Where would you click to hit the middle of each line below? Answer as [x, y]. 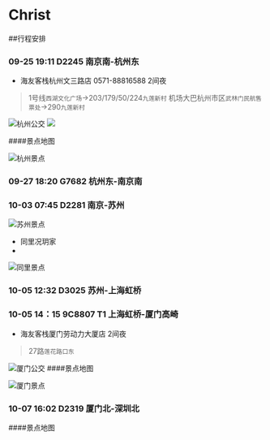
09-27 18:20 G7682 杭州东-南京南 [75, 182]
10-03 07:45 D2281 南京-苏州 [66, 205]
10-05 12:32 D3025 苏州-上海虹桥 [75, 291]
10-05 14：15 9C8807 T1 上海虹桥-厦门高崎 [93, 314]
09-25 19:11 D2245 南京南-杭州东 [74, 61]
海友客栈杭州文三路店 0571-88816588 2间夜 [93, 81]
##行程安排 [27, 38]
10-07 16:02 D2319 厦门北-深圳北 [74, 408]
